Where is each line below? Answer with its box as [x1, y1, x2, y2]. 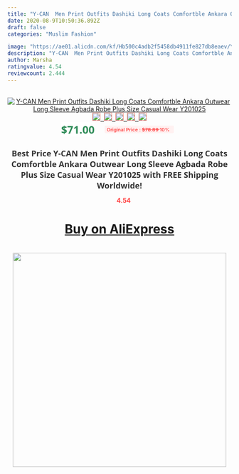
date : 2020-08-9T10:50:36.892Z [7, 17, 100, 24]
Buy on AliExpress [64, 221, 175, 238]
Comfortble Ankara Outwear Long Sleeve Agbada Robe [11, 158, 228, 170]
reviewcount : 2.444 [7, 69, 65, 77]
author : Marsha [7, 56, 53, 64]
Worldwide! [97, 179, 142, 191]
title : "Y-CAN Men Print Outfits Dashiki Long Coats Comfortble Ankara [7, 10, 228, 18]
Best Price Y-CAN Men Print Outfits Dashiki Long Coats [11, 147, 228, 159]
